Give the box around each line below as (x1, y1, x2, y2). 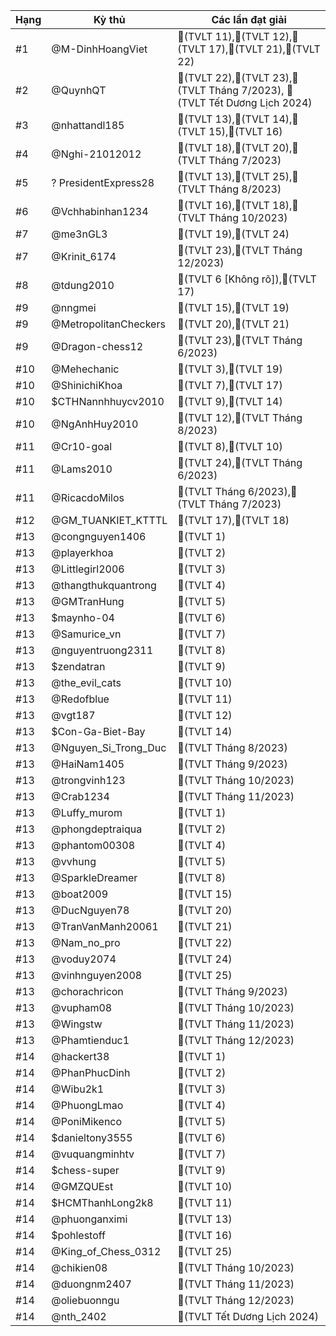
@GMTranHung (51, 595, 125, 608)
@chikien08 (51, 1261, 108, 1274)
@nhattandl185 (51, 119, 125, 132)
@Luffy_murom (51, 806, 123, 819)
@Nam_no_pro (51, 936, 121, 949)
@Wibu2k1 (51, 1082, 105, 1096)
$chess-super (51, 1164, 120, 1177)
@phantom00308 (51, 839, 136, 852)
